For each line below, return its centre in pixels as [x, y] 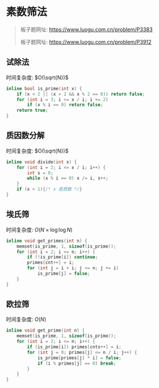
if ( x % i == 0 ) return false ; [65, 105]
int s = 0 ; [40, 173]
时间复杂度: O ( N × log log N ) [39, 230]
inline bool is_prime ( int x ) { [44, 89]
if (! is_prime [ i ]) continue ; [63, 257]
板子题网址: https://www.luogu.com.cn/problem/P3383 [87, 29]
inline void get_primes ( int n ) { [47, 241]
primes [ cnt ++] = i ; [51, 263]
